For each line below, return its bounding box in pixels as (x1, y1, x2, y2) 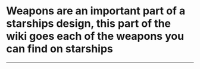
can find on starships (6, 42, 113, 56)
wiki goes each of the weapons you (6, 30, 185, 43)
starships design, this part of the (6, 17, 171, 30)
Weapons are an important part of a (6, 4, 186, 18)
